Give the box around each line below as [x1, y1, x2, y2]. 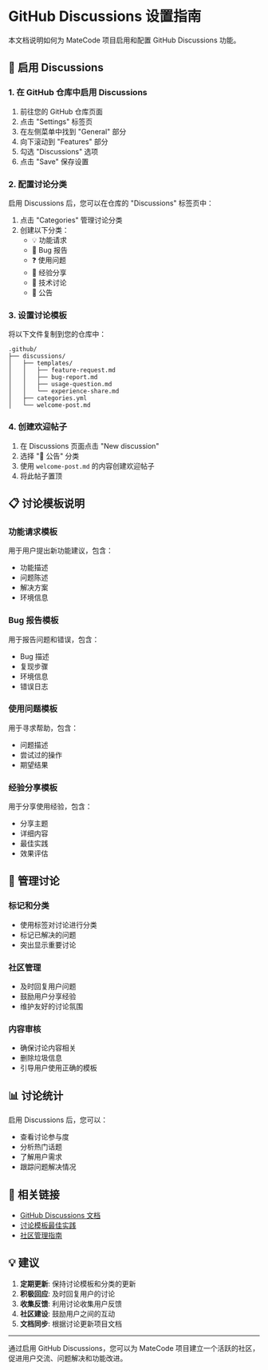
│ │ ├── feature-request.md [8, 366, 116, 374]
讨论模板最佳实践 [19, 1220, 77, 1230]
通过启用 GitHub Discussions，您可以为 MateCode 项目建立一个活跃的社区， [8, 1343, 260, 1352]
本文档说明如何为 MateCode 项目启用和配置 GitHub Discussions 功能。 [8, 35, 241, 45]
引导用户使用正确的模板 [19, 1063, 97, 1072]
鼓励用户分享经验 [19, 992, 77, 1001]
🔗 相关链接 [8, 1188, 60, 1201]
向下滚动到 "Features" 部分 [19, 137, 109, 146]
